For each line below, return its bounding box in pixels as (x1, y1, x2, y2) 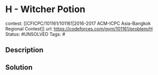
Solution (5, 63, 33, 71)
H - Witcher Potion (5, 4, 86, 15)
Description (5, 46, 43, 54)
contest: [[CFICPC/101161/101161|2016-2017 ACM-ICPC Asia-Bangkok (5, 20, 151, 26)
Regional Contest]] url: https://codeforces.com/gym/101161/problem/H (5, 25, 153, 31)
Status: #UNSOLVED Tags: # (5, 31, 65, 37)
